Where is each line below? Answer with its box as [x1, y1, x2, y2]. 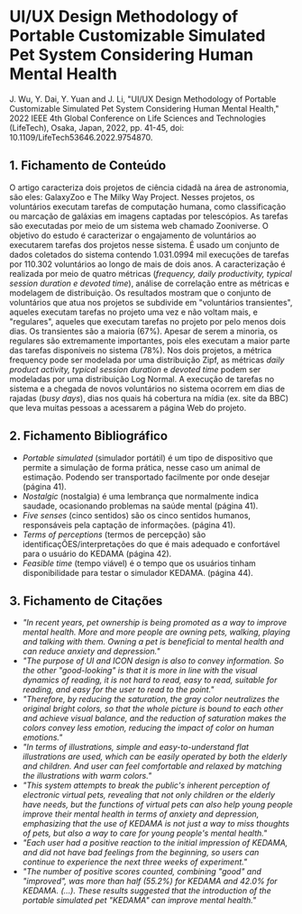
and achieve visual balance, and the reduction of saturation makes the [22, 713, 287, 724]
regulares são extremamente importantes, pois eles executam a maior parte [9, 335, 290, 346]
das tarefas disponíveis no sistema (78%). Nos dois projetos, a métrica [9, 344, 272, 355]
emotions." [22, 732, 63, 743]
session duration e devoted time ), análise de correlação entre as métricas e [9, 278, 290, 288]
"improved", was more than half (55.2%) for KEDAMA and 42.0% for [22, 876, 278, 887]
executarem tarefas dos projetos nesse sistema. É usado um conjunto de [9, 239, 279, 250]
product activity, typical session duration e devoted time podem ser [9, 363, 261, 375]
